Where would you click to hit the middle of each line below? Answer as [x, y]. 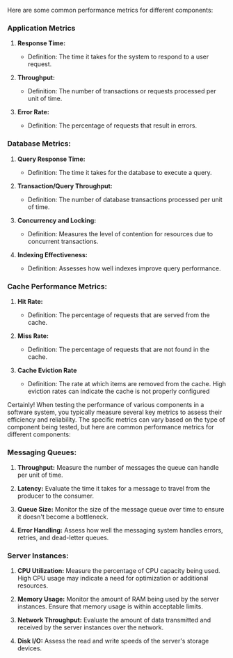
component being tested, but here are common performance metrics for [111, 427]
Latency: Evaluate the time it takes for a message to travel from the [114, 489]
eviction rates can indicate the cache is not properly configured [119, 391]
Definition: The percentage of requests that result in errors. [112, 125]
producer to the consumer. [55, 496]
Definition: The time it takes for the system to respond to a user [118, 57]
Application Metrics [41, 28]
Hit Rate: [30, 301]
